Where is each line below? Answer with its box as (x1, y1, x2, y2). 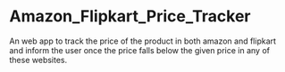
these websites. (9, 54, 68, 65)
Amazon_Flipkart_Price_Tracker (9, 6, 252, 27)
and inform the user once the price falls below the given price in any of (9, 44, 271, 55)
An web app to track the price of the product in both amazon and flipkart (9, 36, 277, 46)
